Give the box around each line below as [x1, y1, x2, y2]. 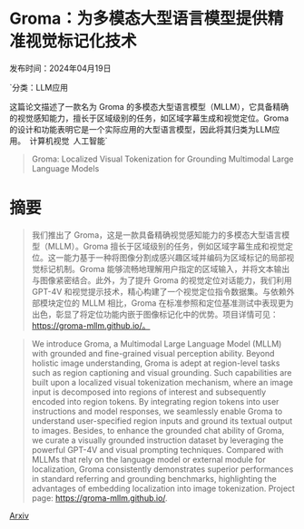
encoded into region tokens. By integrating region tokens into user [31, 396, 279, 407]
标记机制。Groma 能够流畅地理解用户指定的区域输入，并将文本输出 [39, 263, 290, 274]
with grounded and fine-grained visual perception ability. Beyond [31, 348, 275, 358]
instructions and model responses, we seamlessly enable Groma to [31, 406, 283, 416]
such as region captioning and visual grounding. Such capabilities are [31, 367, 292, 377]
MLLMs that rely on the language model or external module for [31, 454, 266, 465]
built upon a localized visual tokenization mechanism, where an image [31, 377, 293, 387]
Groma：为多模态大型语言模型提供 [9, 8, 268, 29]
